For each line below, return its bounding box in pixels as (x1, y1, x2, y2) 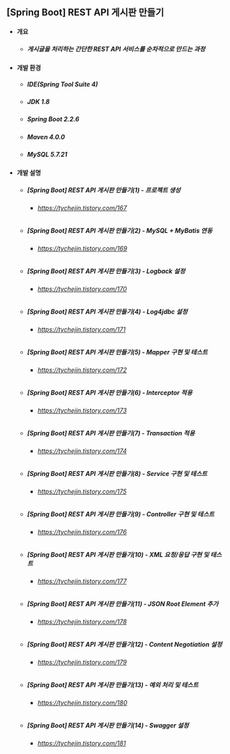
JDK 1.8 (26, 97, 50, 106)
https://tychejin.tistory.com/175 (37, 487, 127, 496)
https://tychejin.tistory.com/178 (37, 617, 127, 626)
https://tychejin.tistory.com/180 (37, 699, 128, 707)
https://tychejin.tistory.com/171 (37, 325, 126, 334)
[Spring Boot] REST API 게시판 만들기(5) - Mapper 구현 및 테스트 (26, 348, 208, 356)
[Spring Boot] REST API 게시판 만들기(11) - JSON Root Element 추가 (26, 599, 219, 608)
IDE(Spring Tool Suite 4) (26, 79, 98, 89)
